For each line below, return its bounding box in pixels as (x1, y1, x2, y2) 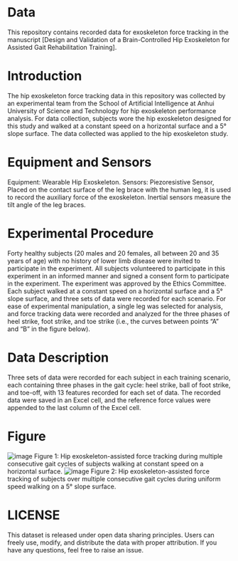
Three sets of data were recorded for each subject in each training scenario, (7, 373, 231, 382)
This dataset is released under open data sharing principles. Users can (7, 530, 215, 539)
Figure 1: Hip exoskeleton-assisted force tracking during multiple (34, 451, 223, 460)
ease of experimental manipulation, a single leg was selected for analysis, (7, 302, 223, 310)
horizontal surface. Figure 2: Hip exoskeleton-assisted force (7, 467, 210, 476)
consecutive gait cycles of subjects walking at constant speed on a (7, 459, 204, 468)
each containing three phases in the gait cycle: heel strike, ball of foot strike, (7, 380, 231, 389)
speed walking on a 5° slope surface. (7, 482, 117, 491)
